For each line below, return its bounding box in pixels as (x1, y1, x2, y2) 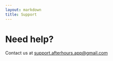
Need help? (5, 33, 54, 45)
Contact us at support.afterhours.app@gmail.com (5, 50, 108, 56)
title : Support (5, 12, 37, 17)
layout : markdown (5, 7, 42, 12)
